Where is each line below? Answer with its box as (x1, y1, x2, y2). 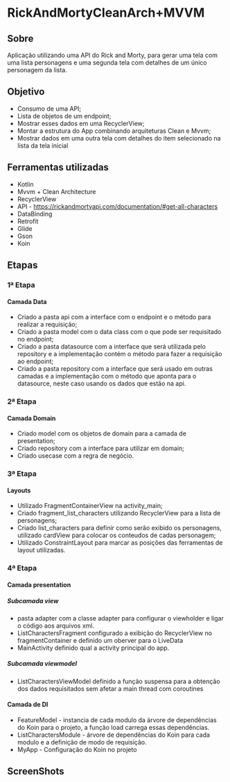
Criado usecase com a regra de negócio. (17, 452, 134, 460)
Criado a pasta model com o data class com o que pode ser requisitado (17, 328, 222, 336)
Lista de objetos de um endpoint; (17, 111, 112, 120)
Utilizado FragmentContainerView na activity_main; (17, 502, 163, 510)
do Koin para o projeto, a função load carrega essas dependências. (17, 724, 210, 732)
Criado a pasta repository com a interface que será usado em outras (17, 365, 213, 373)
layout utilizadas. (17, 546, 66, 554)
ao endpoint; (17, 357, 54, 366)
